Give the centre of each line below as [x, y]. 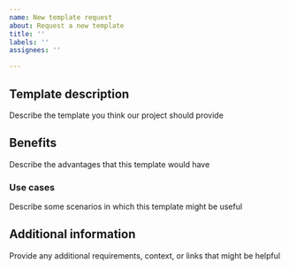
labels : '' [29, 42]
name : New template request [61, 17]
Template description [69, 94]
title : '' [27, 34]
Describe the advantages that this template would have [110, 164]
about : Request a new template [67, 26]
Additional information [72, 234]
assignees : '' [35, 50]
